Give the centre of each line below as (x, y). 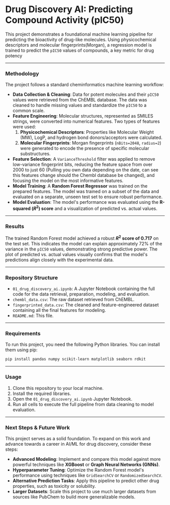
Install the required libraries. (42, 393)
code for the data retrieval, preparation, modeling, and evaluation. (81, 294)
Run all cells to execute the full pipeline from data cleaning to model (83, 404)
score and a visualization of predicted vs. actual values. (99, 208)
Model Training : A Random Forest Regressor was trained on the (80, 186)
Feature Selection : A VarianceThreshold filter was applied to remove (84, 159)
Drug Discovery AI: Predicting (69, 9)
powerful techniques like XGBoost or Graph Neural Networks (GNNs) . (86, 464)
